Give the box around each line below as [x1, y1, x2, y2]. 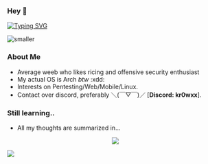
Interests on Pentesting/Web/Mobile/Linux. [16, 82, 139, 91]
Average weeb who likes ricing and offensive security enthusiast [16, 68, 200, 76]
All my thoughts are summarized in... [16, 124, 122, 132]
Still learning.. [7, 108, 55, 117]
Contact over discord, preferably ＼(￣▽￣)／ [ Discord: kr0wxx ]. [16, 91, 202, 99]
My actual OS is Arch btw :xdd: [16, 75, 105, 83]
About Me [7, 52, 41, 62]
